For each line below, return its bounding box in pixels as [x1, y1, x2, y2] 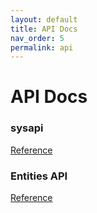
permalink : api [10, 42, 74, 53]
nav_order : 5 [10, 33, 65, 43]
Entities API [10, 169, 68, 183]
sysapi [10, 121, 44, 135]
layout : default [10, 14, 78, 25]
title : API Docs [10, 24, 78, 34]
